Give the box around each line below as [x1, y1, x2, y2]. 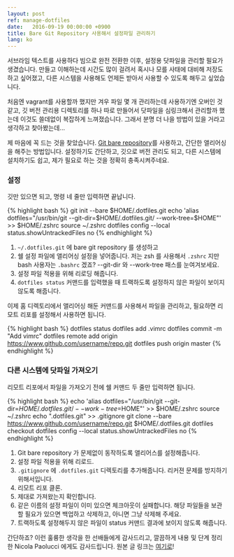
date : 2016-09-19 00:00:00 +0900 [7, 23, 111, 30]
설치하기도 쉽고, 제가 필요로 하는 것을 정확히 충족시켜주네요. [7, 156, 170, 164]
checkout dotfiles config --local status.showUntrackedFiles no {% [7, 426, 198, 435]
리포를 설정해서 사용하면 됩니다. [20, 311, 106, 319]
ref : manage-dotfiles [7, 17, 71, 24]
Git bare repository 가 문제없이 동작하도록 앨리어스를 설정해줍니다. [17, 449, 200, 457]
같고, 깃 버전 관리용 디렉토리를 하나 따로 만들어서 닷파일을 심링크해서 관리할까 [7, 106, 218, 115]
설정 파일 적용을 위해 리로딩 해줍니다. [17, 269, 119, 278]
